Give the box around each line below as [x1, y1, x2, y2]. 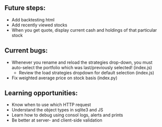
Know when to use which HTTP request [11, 102, 91, 108]
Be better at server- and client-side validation [11, 117, 103, 123]
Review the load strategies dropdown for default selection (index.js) [18, 70, 154, 75]
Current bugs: [4, 46, 48, 55]
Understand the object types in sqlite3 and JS [11, 107, 104, 113]
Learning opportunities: [4, 89, 78, 97]
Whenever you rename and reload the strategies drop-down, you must [11, 59, 153, 65]
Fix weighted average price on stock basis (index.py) [11, 75, 117, 81]
